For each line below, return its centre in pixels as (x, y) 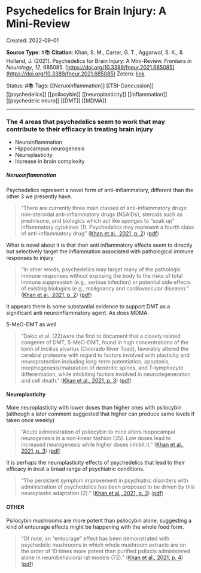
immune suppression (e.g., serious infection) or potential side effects (106, 282)
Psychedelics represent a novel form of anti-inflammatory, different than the (100, 190)
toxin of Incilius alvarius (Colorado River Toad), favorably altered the (105, 349)
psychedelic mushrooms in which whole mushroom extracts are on (103, 545)
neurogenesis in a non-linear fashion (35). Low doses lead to (96, 438)
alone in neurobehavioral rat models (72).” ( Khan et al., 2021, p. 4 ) (102, 557)
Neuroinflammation (39, 143)
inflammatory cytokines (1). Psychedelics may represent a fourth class (107, 227)
